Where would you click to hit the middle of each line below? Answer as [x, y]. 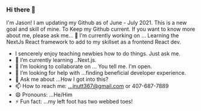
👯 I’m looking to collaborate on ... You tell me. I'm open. [83, 66]
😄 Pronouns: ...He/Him [44, 95]
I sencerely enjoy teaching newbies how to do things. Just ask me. [98, 54]
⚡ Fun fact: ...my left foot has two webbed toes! [74, 101]
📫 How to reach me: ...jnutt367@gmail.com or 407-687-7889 [92, 86]
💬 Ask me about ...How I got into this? [62, 79]
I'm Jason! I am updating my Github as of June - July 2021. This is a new [97, 23]
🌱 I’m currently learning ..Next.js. [56, 60]
